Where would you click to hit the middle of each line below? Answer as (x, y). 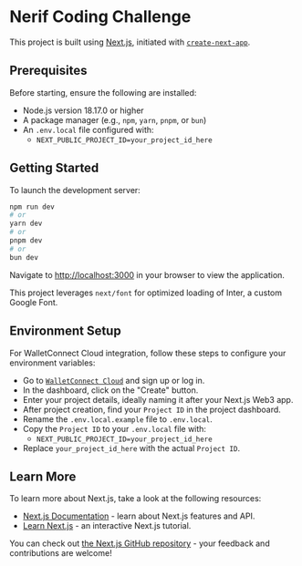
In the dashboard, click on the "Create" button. (110, 390)
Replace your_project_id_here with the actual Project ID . (131, 448)
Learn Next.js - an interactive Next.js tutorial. (107, 526)
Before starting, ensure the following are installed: (103, 92)
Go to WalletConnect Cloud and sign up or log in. (114, 380)
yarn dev (26, 224)
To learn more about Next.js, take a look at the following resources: (135, 499)
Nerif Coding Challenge (100, 17)
